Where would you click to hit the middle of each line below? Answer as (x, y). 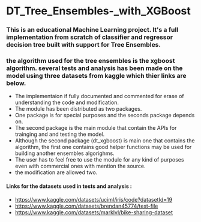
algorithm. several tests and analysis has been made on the (94, 68)
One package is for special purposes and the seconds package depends (105, 115)
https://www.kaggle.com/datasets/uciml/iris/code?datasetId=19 (94, 199)
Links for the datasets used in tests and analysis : (69, 186)
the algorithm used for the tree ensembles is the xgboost (91, 61)
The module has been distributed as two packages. (78, 109)
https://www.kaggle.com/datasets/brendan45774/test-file (86, 206)
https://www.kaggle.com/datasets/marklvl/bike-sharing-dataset (94, 212)
